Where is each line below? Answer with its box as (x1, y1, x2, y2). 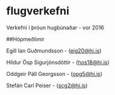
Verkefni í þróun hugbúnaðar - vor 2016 (6, 24, 104, 31)
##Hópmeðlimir (6, 35, 45, 42)
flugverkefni (6, 4, 70, 18)
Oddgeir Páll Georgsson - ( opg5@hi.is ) (6, 70, 103, 77)
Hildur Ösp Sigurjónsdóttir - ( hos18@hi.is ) (6, 59, 110, 66)
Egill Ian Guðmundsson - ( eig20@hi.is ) (6, 47, 102, 54)
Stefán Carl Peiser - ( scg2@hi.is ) (6, 82, 88, 89)
